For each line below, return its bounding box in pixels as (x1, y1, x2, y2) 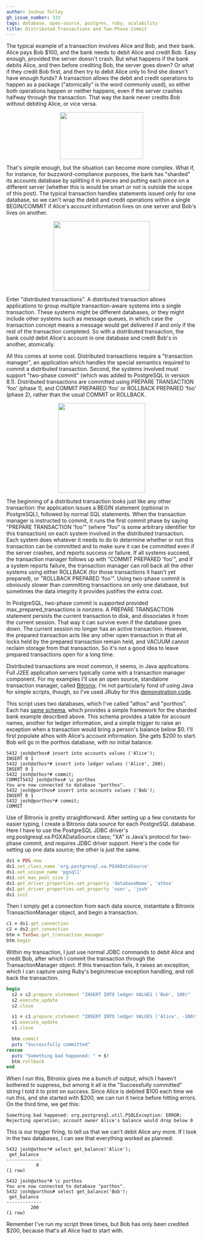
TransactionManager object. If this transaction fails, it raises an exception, (6, 961, 190, 968)
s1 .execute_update (11, 1019, 59, 1026)
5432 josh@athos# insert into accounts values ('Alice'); (6, 750, 155, 756)
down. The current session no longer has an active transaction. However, (6, 625, 188, 632)
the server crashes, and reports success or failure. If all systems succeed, (6, 549, 191, 557)
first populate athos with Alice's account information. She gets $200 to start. (6, 732, 197, 740)
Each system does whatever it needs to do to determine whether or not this (6, 536, 194, 543)
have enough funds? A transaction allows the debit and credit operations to (6, 74, 193, 82)
